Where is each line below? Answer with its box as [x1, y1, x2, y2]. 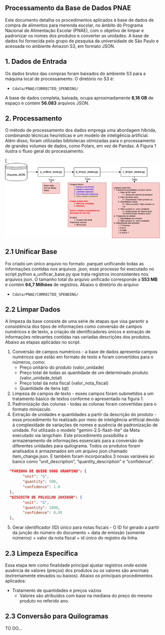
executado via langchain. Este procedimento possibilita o [12, 433, 128, 439]
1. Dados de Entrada [5, 58, 67, 66]
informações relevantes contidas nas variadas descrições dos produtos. [5, 334, 151, 340]
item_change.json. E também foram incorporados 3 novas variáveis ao [12, 453, 155, 459]
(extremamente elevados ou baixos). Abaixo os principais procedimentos [5, 573, 153, 579]
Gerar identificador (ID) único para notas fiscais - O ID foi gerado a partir [12, 524, 160, 531]
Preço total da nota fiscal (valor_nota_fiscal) [19, 380, 109, 386]
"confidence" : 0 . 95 [23, 510, 63, 515]
